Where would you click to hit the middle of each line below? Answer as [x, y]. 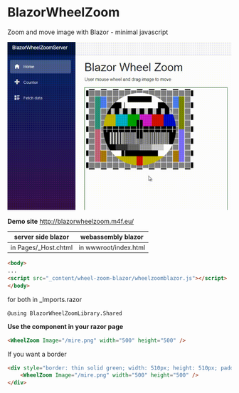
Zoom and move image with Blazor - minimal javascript [88, 32]
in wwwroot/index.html [112, 247]
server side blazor [42, 237]
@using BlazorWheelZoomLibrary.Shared [65, 313]
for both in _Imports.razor [45, 299]
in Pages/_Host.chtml [42, 247]
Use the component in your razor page [65, 326]
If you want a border [37, 354]
